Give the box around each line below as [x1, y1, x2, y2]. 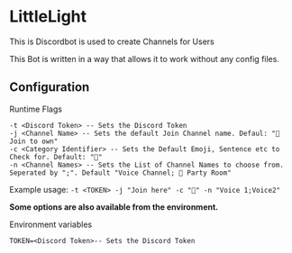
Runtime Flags [9, 104, 63, 114]
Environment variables [9, 219, 93, 230]
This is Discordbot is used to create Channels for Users [9, 36, 214, 47]
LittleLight [9, 6, 87, 27]
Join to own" [9, 137, 59, 146]
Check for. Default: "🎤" [9, 152, 103, 161]
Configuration [9, 79, 90, 95]
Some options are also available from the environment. [9, 201, 219, 212]
